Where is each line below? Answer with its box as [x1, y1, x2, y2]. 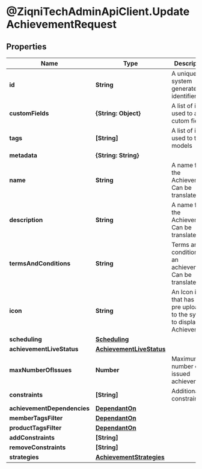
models [171, 142, 192, 150]
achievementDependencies [9, 404, 90, 413]
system [171, 77, 192, 85]
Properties [6, 41, 47, 52]
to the [171, 310, 188, 318]
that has [171, 295, 194, 303]
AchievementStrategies [95, 453, 165, 461]
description [9, 216, 43, 224]
